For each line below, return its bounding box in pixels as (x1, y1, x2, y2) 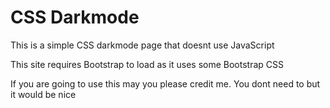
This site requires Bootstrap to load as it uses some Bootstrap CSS (10, 58, 284, 70)
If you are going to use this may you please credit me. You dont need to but (10, 77, 321, 90)
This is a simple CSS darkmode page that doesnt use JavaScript (10, 39, 275, 51)
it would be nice (10, 88, 77, 100)
